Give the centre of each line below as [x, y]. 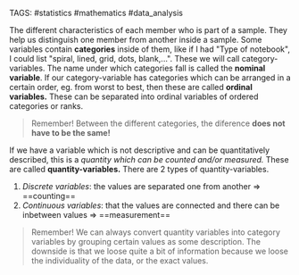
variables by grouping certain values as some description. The [146, 242]
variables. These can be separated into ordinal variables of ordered [134, 96]
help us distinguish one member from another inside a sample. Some [136, 40]
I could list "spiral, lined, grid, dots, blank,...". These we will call [125, 58]
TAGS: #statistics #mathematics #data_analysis [96, 13]
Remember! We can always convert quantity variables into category [156, 232]
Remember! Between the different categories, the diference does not [158, 123]
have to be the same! [71, 133]
